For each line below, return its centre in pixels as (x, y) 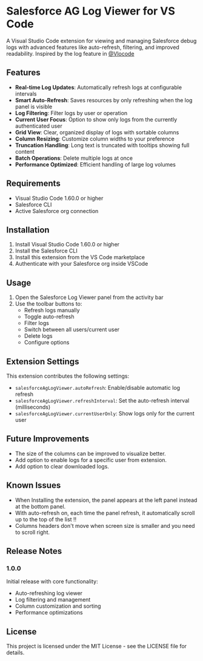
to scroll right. (32, 532)
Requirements (33, 184)
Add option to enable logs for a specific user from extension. (91, 460)
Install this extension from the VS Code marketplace (80, 257)
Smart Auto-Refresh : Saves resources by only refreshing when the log (104, 100)
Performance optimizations (49, 613)
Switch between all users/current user (72, 330)
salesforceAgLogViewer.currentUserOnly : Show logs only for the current (105, 413)
